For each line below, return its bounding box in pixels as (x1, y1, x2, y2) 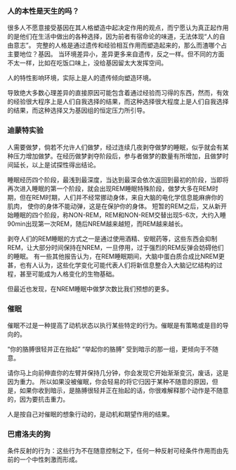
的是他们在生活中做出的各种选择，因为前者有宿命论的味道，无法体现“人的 (7, 32, 220, 41)
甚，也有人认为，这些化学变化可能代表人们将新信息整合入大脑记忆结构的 (7, 260, 216, 269)
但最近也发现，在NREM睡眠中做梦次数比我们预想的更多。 (7, 284, 173, 293)
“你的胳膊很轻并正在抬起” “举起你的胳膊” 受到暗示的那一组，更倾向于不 (7, 345, 213, 353)
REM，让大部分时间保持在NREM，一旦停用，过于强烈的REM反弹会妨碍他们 (7, 243, 224, 251)
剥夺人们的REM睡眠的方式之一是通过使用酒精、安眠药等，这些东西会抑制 (7, 234, 218, 243)
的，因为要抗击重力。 (7, 395, 69, 403)
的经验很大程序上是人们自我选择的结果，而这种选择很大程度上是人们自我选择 (7, 97, 229, 106)
